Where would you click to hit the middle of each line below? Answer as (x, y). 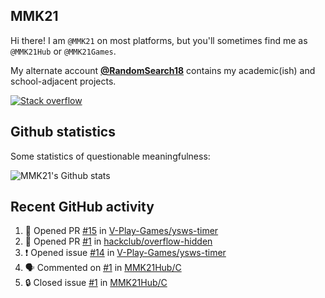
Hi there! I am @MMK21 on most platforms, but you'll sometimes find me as (159, 40)
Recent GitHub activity (82, 207)
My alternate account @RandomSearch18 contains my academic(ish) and (163, 70)
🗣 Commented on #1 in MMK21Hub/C (103, 268)
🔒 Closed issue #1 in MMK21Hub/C (96, 283)
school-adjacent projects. (63, 81)
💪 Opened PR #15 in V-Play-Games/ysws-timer (121, 231)
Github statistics (63, 132)
